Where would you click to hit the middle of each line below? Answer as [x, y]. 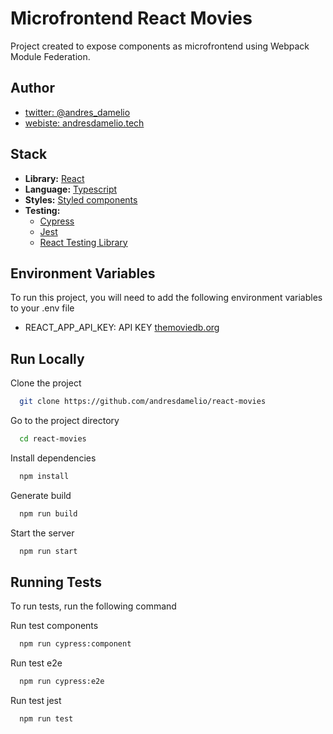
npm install [44, 476]
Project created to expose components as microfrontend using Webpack [160, 46]
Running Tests [56, 582]
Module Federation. [50, 56]
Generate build [41, 495]
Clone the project [46, 383]
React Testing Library [83, 242]
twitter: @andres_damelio [77, 112]
